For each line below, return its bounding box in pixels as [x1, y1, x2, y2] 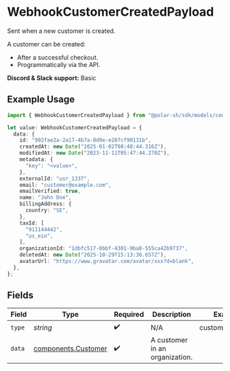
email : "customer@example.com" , [19, 181, 112, 188]
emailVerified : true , [19, 188, 81, 195]
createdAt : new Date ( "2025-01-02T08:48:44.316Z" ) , [19, 143, 167, 151]
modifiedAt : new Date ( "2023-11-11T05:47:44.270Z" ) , [19, 150, 170, 157]
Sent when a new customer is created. [7, 27, 116, 35]
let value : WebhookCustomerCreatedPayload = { [7, 124, 142, 131]
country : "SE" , [25, 207, 69, 214]
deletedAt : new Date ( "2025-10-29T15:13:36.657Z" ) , [19, 251, 167, 259]
